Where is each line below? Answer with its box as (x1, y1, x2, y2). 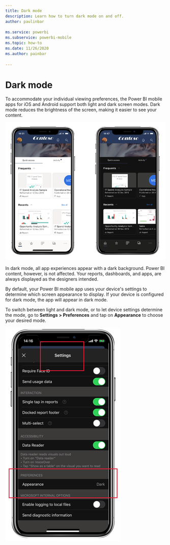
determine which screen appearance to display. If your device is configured (5, 291, 164, 297)
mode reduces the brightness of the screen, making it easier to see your (5, 107, 157, 113)
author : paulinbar (5, 19, 44, 24)
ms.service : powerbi (5, 30, 49, 35)
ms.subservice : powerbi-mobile (5, 35, 72, 40)
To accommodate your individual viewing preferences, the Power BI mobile (5, 96, 162, 102)
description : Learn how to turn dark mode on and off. (5, 13, 124, 19)
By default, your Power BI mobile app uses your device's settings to (5, 286, 147, 292)
